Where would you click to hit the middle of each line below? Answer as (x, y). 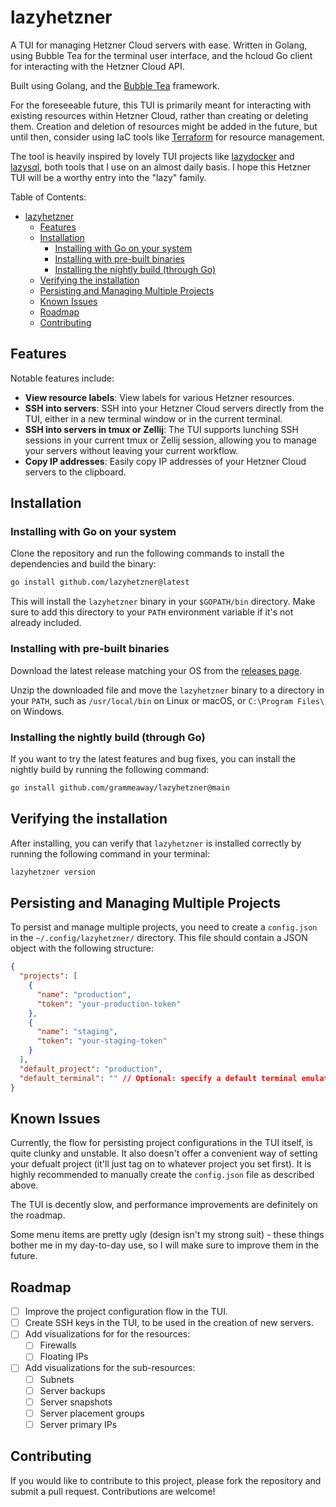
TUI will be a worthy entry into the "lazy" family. (108, 177)
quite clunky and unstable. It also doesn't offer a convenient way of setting (164, 1153)
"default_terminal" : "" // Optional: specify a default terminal (158, 1078)
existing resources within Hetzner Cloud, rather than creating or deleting (159, 115)
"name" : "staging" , (77, 1032)
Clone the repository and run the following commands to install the (147, 553)
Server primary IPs (78, 1424)
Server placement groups (92, 1413)
